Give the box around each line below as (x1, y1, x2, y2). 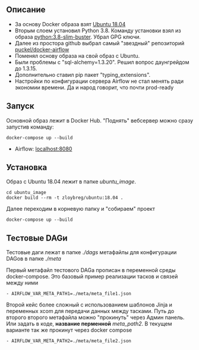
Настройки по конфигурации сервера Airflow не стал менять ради (14, 77, 184, 85)
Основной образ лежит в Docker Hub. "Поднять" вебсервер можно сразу (6, 117, 194, 124)
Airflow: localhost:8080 (14, 145, 72, 152)
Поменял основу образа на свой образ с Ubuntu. (14, 52, 140, 59)
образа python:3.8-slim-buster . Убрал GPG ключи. (14, 33, 141, 40)
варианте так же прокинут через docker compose (6, 327, 132, 334)
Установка (6, 162, 48, 173)
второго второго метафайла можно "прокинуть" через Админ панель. (6, 314, 185, 321)
